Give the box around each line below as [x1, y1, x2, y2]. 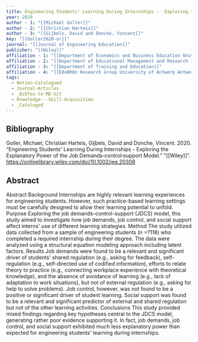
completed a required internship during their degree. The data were [6, 235, 170, 242]
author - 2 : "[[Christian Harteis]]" [6, 25, 99, 31]
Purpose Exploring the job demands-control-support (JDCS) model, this [6, 210, 181, 217]
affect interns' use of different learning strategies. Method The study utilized [6, 223, 192, 230]
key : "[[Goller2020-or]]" [6, 36, 70, 42]
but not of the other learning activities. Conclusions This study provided [6, 304, 181, 311]
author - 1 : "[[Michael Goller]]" [6, 19, 91, 25]
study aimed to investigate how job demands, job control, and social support [6, 216, 192, 223]
